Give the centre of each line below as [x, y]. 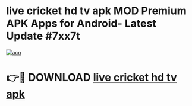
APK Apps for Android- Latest [81, 23]
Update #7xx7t [43, 36]
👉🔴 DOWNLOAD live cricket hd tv [92, 78]
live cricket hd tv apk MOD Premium [96, 11]
